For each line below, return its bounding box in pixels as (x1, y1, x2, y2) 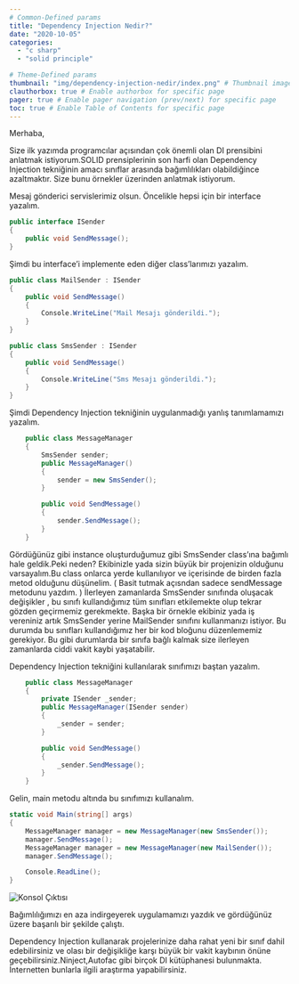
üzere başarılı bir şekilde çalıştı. (9, 919, 125, 930)
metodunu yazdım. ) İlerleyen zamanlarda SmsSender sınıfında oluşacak (9, 587, 274, 598)
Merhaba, (9, 128, 45, 139)
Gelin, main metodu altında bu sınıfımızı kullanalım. (9, 793, 194, 804)
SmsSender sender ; (41, 451, 109, 459)
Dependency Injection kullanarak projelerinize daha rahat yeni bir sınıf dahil (9, 936, 285, 947)
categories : (9, 37, 53, 47)
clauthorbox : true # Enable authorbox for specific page (9, 86, 225, 96)
